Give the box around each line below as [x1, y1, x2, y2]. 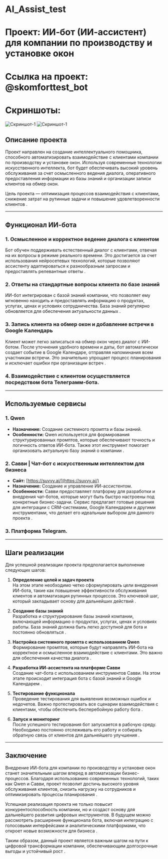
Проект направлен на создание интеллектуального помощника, [5, 149, 142, 155]
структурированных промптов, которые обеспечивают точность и [12, 437, 155, 443]
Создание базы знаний [12, 607, 63, 613]
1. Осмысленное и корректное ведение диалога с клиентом [5, 235, 159, 242]
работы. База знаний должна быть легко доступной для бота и [12, 624, 147, 630]
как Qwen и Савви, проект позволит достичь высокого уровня [5, 781, 139, 787]
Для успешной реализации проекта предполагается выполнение [5, 561, 145, 568]
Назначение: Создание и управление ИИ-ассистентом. [12, 483, 132, 489]
